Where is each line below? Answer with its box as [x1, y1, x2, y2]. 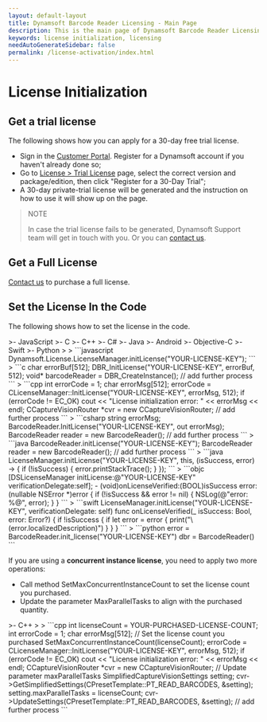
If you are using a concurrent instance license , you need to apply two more [8, 555, 257, 565]
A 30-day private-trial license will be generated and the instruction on [19, 185, 249, 194]
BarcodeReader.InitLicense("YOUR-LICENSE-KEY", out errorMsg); [8, 422, 225, 431]
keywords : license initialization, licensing [8, 33, 161, 42]
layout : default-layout [8, 11, 87, 20]
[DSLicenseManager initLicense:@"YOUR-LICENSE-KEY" [8, 472, 196, 482]
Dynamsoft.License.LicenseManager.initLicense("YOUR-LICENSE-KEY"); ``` [8, 354, 256, 363]
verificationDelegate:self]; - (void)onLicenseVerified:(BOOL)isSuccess [8, 481, 238, 490]
